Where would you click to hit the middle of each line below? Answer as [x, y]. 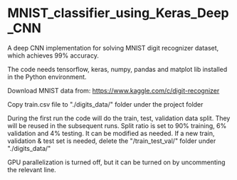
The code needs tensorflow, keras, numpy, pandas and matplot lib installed [117, 69]
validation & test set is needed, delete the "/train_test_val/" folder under [112, 141]
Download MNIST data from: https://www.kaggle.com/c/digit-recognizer [114, 90]
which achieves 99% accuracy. [53, 55]
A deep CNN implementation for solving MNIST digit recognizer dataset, [113, 48]
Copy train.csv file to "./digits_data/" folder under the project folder [105, 104]
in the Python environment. [47, 77]
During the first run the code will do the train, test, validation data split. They [119, 118]
